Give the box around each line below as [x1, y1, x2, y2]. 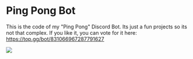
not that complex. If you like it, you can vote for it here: [6, 29, 137, 36]
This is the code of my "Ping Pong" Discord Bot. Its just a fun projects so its [6, 23, 188, 30]
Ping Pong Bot [6, 4, 76, 17]
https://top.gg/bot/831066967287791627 [6, 35, 104, 42]
